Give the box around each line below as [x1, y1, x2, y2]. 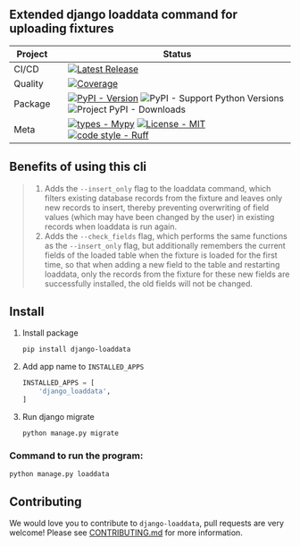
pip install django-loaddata [21, 345, 131, 354]
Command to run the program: [9, 449, 144, 462]
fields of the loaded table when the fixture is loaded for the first [44, 250, 279, 260]
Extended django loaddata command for [9, 7, 238, 22]
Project [16, 47, 48, 60]
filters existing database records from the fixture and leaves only [44, 192, 283, 203]
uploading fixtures [9, 21, 114, 37]
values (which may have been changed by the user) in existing [44, 211, 275, 222]
